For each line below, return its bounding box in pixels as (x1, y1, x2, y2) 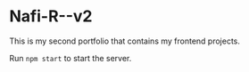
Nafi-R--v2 (9, 6, 93, 27)
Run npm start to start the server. (9, 52, 132, 63)
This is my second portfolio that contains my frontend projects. (9, 36, 241, 46)
